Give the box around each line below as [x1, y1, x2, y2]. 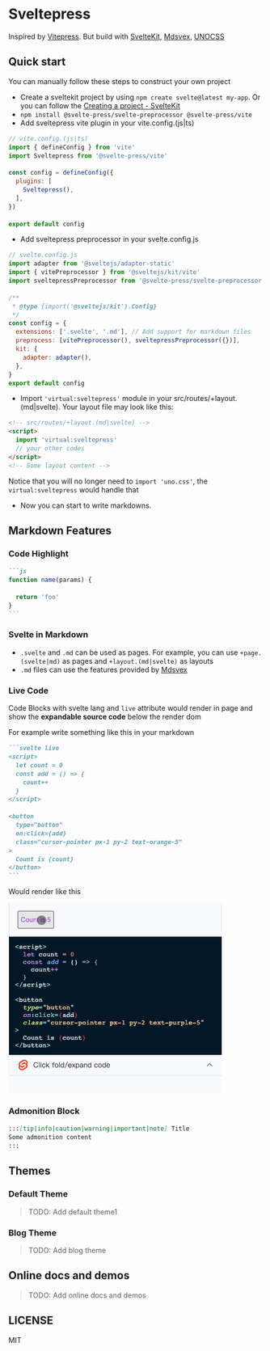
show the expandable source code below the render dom [8, 712, 201, 722]
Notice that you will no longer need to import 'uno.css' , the [8, 476, 209, 486]
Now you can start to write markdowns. [19, 500, 152, 510]
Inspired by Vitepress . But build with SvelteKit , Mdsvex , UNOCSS [8, 32, 225, 41]
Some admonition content [8, 1134, 92, 1142]
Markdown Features [8, 524, 112, 538]
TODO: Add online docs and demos [27, 1290, 147, 1300]
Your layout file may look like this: [61, 402, 174, 412]
